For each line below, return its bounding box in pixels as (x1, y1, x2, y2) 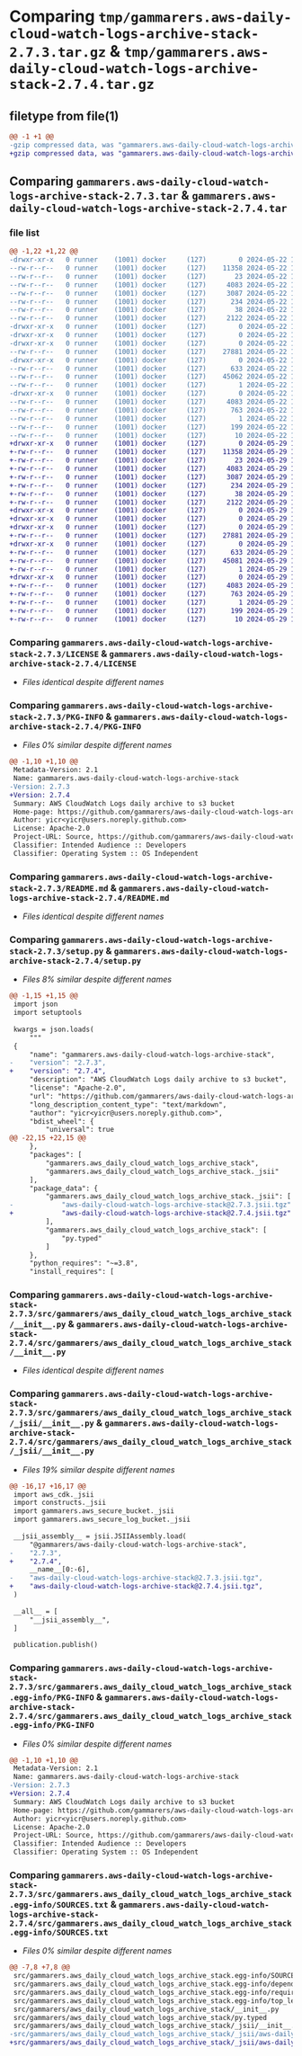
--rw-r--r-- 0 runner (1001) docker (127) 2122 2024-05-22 (9, 314, 288, 323)
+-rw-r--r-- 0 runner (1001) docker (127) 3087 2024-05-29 (9, 472, 288, 482)
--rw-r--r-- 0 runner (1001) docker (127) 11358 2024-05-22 (9, 263, 288, 273)
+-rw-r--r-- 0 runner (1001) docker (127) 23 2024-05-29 (9, 456, 288, 465)
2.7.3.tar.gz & (9, 41, 121, 62)
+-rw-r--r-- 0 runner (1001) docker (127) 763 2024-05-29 (9, 590, 288, 599)
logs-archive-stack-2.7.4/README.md (9, 893, 170, 903)
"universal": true (45, 1126, 115, 1135)
